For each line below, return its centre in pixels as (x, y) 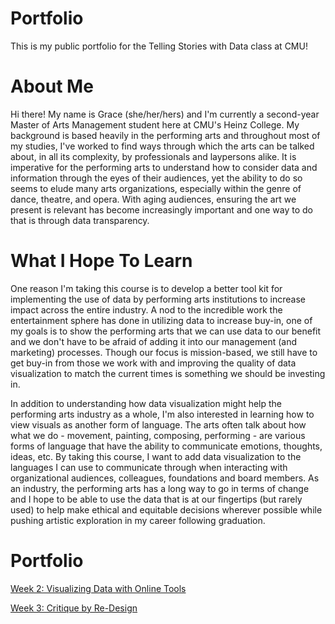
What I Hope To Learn (101, 261)
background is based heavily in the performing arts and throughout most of (165, 135)
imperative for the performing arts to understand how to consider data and (164, 167)
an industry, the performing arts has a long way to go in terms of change (160, 488)
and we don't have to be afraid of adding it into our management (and (154, 341)
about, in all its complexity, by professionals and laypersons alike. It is (153, 156)
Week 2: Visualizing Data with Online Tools (98, 588)
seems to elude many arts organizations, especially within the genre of (156, 188)
